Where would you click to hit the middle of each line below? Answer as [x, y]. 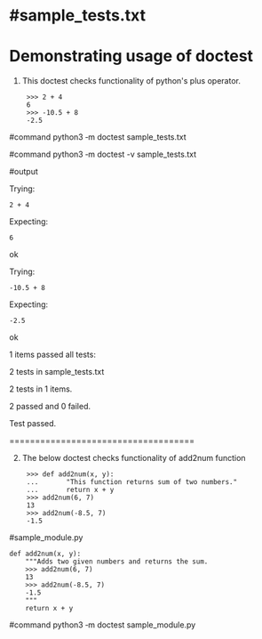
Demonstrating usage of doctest [131, 57]
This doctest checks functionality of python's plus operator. [131, 81]
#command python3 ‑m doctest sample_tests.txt [98, 137]
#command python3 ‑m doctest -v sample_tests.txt [103, 154]
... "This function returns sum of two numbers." [132, 482]
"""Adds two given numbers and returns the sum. [117, 562]
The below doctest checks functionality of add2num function [134, 458]
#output [24, 172]
